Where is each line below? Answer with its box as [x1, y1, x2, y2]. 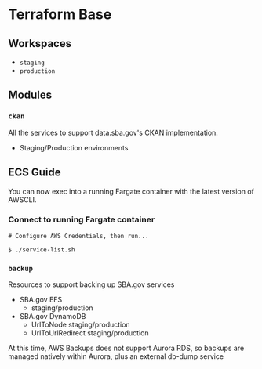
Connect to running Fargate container [8, 214, 155, 225]
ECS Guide [8, 166, 61, 179]
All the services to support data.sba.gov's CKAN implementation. [8, 128, 218, 137]
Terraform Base [8, 5, 112, 24]
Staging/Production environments [19, 143, 129, 152]
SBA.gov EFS [19, 295, 63, 305]
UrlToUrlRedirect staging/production [31, 328, 149, 338]
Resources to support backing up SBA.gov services [8, 280, 175, 289]
